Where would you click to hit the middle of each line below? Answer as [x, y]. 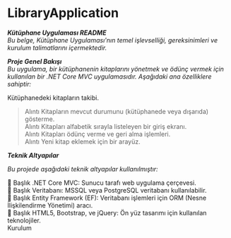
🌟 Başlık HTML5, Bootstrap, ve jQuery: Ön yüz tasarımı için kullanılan [107, 212]
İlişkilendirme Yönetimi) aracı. [50, 205]
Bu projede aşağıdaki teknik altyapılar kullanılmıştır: [83, 169]
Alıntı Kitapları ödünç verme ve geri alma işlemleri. [97, 134]
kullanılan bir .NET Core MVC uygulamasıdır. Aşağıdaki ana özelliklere [109, 76]
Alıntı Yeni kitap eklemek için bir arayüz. [83, 141]
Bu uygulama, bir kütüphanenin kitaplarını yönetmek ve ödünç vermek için [115, 69]
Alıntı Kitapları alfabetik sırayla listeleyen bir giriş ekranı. [106, 126]
